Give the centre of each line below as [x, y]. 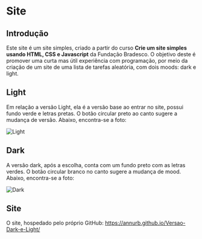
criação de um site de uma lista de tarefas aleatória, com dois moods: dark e [101, 67]
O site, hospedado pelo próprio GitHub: [55, 223]
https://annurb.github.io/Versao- [145, 223]
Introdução [27, 33]
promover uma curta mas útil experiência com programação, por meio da [97, 61]
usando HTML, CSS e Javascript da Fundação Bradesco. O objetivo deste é [101, 54]
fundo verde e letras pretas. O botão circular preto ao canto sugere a [92, 113]
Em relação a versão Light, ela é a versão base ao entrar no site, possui [95, 107]
